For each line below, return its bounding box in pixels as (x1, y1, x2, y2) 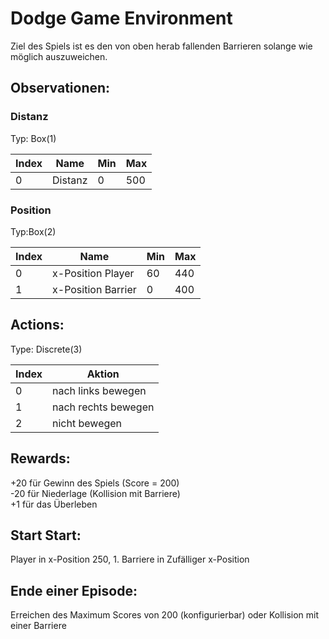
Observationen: (10, 80, 111, 97)
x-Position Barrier (52, 282, 137, 296)
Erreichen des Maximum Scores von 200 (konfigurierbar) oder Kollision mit (10, 609, 320, 621)
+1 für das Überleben (10, 498, 98, 510)
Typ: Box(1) (10, 132, 57, 144)
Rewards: (10, 450, 71, 467)
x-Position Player (52, 266, 135, 280)
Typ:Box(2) (10, 225, 57, 237)
